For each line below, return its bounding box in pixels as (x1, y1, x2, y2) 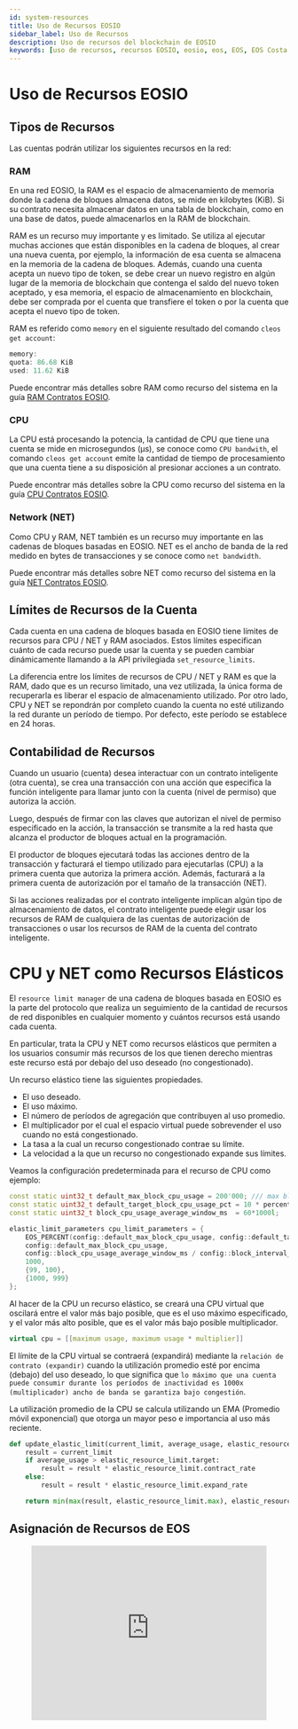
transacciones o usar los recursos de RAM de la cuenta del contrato (9, 923, 258, 934)
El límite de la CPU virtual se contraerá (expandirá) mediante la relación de (9, 1350, 284, 1361)
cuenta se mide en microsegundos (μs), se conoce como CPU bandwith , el (9, 444, 278, 454)
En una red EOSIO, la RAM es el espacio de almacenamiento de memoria (9, 185, 275, 196)
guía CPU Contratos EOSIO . (9, 489, 110, 499)
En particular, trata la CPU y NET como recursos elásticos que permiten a (9, 1039, 278, 1049)
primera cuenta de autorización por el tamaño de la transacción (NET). (9, 877, 268, 888)
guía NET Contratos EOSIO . (9, 577, 109, 587)
